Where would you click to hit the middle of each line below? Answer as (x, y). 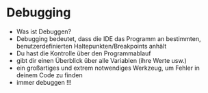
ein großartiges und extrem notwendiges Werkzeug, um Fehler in (108, 68)
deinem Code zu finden (49, 75)
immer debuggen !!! (44, 82)
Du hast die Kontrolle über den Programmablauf (83, 53)
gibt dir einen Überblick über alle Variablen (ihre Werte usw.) (102, 60)
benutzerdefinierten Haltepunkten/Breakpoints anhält (91, 46)
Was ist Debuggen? (44, 31)
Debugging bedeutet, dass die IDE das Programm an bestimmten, (108, 38)
